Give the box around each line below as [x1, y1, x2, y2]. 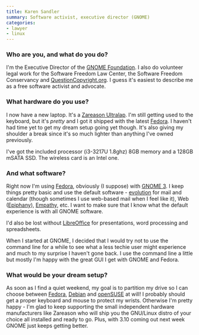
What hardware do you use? [6, 97, 89, 106]
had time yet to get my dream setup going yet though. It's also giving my [6, 124, 184, 131]
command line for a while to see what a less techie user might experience [6, 244, 187, 251]
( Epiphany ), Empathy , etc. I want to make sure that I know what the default [6, 201, 188, 208]
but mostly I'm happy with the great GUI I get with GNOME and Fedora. [6, 256, 179, 263]
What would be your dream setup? [6, 271, 108, 279]
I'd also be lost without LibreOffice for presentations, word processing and [6, 219, 188, 226]
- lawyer [6, 25, 28, 31]
